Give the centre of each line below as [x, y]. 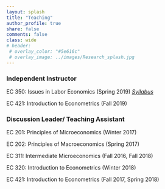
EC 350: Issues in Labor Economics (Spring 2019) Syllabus [80, 91]
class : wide [21, 40]
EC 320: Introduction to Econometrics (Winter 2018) [71, 168]
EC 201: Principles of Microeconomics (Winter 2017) [72, 132]
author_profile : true [34, 23]
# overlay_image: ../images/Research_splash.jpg [72, 57]
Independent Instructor [42, 78]
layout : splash [26, 12]
